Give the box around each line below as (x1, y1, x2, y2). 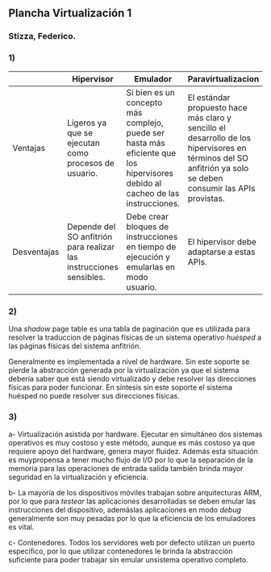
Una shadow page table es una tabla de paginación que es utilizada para (8, 324, 251, 333)
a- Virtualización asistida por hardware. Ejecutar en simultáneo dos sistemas (8, 429, 263, 439)
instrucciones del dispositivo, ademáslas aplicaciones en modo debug (8, 505, 242, 515)
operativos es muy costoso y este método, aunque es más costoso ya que (8, 438, 256, 448)
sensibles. (67, 271, 106, 282)
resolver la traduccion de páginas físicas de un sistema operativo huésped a (8, 332, 262, 342)
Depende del (67, 221, 116, 232)
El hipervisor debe (187, 236, 256, 247)
